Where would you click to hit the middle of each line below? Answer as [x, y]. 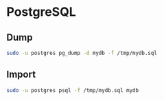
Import [21, 75]
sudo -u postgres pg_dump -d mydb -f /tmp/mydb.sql [82, 53]
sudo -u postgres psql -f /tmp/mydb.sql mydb [72, 90]
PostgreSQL [41, 12]
